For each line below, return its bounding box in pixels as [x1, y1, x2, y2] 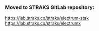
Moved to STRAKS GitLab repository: [5, 4, 95, 11]
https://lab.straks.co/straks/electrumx [5, 20, 81, 26]
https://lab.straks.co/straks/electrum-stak [5, 15, 89, 21]
